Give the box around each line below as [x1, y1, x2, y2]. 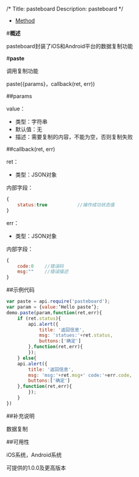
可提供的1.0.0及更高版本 [6, 464, 66, 472]
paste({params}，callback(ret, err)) [6, 81, 95, 87]
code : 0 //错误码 [17, 263, 64, 269]
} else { [17, 355, 37, 361]
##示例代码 [6, 286, 35, 293]
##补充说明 [6, 412, 35, 420]
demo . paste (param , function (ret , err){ [6, 309, 102, 316]
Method [15, 17, 35, 24]
